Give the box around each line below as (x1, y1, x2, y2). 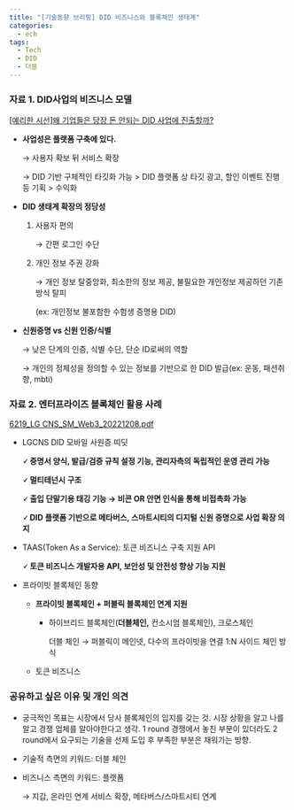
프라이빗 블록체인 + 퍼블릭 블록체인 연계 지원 (35, 598, 188, 609)
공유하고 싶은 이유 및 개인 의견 (9, 690, 129, 703)
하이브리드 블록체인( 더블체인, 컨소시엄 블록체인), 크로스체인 (48, 617, 254, 629)
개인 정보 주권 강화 (35, 258, 100, 268)
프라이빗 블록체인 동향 (21, 580, 99, 590)
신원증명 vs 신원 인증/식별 (21, 325, 112, 336)
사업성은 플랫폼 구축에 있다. (21, 134, 117, 144)
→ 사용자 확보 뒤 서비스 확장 (21, 152, 120, 164)
